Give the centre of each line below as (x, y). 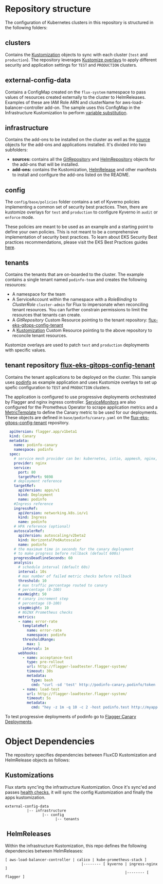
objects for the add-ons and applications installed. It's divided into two (76, 145)
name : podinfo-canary (36, 445)
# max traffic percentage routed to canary (63, 585)
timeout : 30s (40, 671)
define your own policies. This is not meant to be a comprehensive (72, 232)
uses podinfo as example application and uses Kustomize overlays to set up (81, 382)
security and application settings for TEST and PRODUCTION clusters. (71, 65)
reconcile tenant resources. (39, 336)
